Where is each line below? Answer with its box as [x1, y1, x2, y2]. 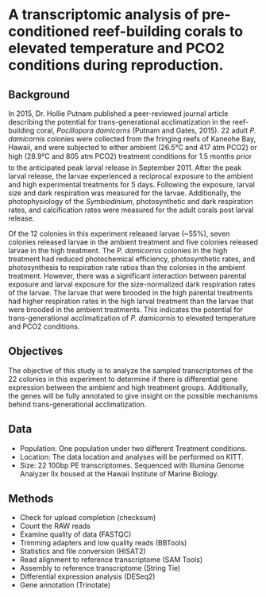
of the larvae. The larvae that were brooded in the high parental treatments [8, 288, 253, 297]
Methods [8, 492, 54, 506]
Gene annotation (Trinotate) [19, 580, 111, 590]
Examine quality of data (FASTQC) [19, 530, 132, 539]
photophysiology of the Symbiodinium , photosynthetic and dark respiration [8, 197, 254, 206]
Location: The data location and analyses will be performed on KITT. [19, 452, 244, 461]
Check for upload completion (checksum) [19, 513, 156, 522]
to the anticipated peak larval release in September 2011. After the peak [8, 163, 242, 172]
